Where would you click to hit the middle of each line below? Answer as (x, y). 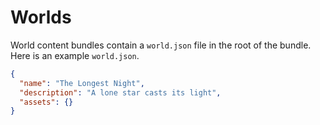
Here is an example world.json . (75, 55)
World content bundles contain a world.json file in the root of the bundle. (161, 45)
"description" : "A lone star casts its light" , (120, 92)
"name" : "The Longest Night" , (82, 83)
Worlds (41, 17)
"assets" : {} (46, 102)
